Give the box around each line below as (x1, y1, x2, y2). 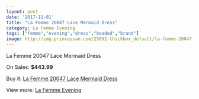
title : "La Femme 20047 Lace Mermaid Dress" (6, 19, 118, 25)
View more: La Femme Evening (6, 87, 82, 93)
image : (6, 36, 23, 42)
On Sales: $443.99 (6, 64, 53, 71)
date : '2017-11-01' (6, 14, 54, 20)
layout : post (6, 8, 38, 15)
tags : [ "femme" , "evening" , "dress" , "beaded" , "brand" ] (6, 31, 139, 37)
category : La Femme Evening (6, 25, 76, 31)
